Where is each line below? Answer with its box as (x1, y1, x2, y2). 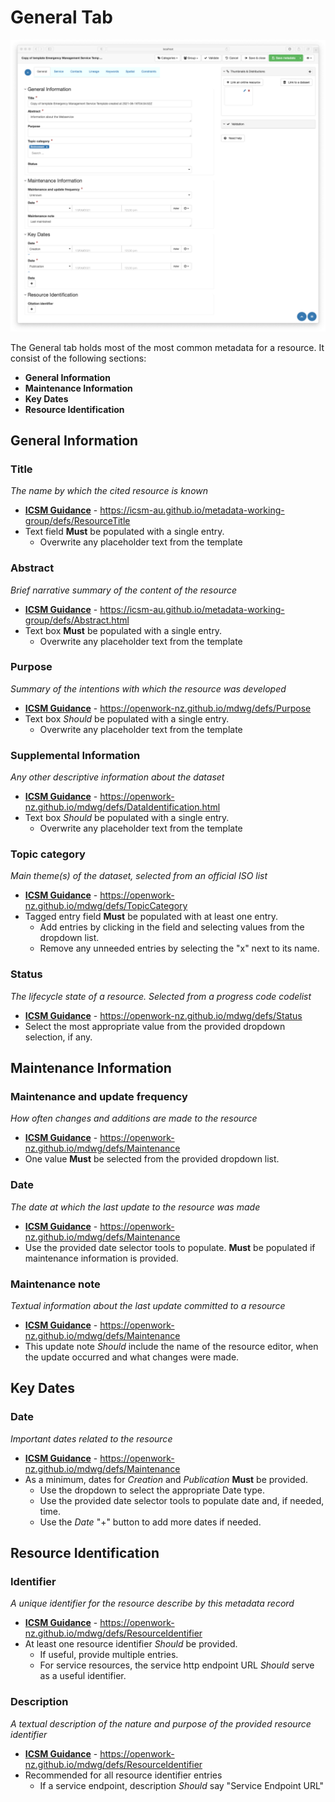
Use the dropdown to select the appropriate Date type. (39, 1484, 265, 1496)
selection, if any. (24, 1031, 93, 1043)
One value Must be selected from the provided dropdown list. (24, 1153, 280, 1165)
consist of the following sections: (10, 352, 147, 364)
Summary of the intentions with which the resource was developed (10, 682, 287, 695)
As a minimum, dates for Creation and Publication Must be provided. (24, 1473, 309, 1485)
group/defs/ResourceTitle (24, 515, 131, 527)
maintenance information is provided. (24, 1252, 179, 1264)
